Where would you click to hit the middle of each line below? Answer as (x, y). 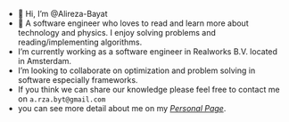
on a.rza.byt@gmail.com (62, 99)
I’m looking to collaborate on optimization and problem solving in (136, 70)
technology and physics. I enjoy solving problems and (116, 33)
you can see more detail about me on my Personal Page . (122, 108)
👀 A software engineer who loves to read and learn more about (133, 23)
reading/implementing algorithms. (80, 42)
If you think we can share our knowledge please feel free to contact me (149, 89)
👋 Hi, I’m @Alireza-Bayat (63, 14)
